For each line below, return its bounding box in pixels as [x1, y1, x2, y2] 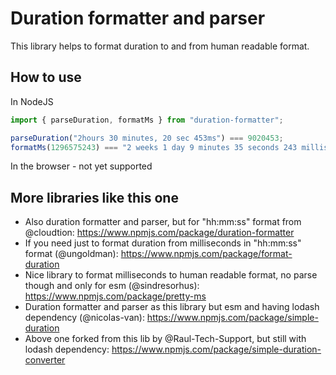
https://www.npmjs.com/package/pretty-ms [24, 290, 207, 302]
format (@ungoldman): [24, 248, 119, 260]
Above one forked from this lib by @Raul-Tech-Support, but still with [24, 333, 307, 345]
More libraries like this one [10, 189, 179, 206]
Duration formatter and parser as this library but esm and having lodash [24, 301, 320, 313]
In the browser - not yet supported [10, 160, 153, 172]
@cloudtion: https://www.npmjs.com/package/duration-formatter [24, 227, 295, 239]
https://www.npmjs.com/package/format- [120, 248, 293, 260]
